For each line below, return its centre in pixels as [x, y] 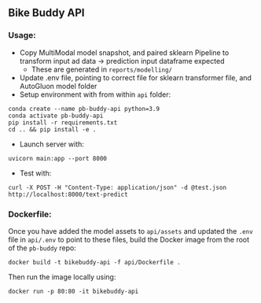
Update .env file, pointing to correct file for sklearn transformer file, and [135, 77]
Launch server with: [52, 144]
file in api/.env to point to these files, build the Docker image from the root [129, 239]
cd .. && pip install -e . [52, 129]
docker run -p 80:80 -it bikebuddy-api [74, 291]
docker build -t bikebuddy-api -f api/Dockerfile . [94, 262]
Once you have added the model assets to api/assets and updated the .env [130, 231]
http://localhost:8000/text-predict [68, 194]
